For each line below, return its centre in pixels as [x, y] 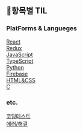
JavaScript [20, 54]
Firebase [17, 74]
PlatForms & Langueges [41, 28]
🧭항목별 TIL [27, 11]
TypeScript [20, 61]
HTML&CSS [21, 80]
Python [15, 67]
